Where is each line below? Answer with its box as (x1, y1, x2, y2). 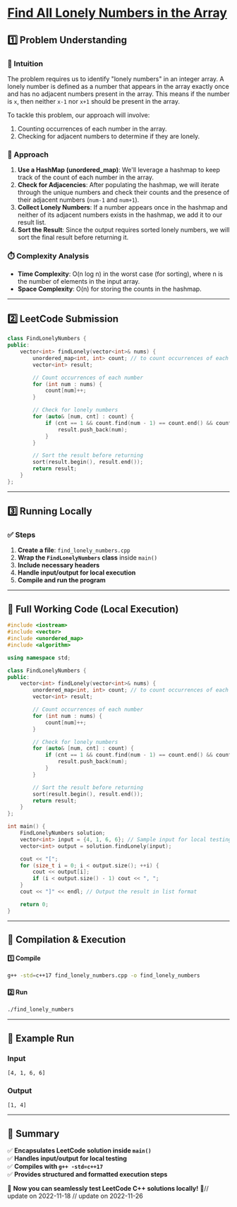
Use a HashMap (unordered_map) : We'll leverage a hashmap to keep (17, 166, 221, 174)
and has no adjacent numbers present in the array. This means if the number (7, 90, 231, 98)
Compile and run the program (17, 576, 106, 584)
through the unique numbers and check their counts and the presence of (17, 188, 230, 197)
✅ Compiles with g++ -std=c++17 (7, 1163, 104, 1170)
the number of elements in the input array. (17, 277, 140, 286)
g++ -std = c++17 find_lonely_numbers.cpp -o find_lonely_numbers (7, 972, 200, 979)
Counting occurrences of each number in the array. (17, 124, 167, 133)
